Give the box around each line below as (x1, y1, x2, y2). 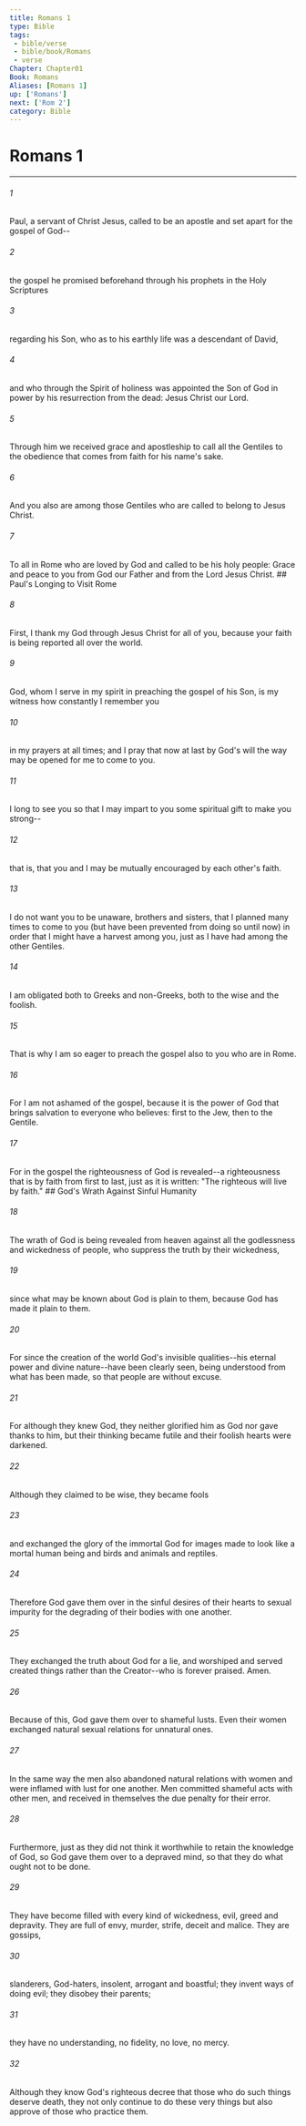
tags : (9, 30, 30, 39)
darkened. (9, 1440, 48, 1451)
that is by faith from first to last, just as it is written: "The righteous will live (9, 1176, 287, 1186)
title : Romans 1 (9, 13, 71, 23)
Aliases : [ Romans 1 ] (9, 81, 88, 90)
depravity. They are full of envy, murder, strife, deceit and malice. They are (9, 1920, 290, 1931)
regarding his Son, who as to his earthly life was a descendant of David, (9, 334, 279, 344)
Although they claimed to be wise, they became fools (9, 1489, 209, 1500)
